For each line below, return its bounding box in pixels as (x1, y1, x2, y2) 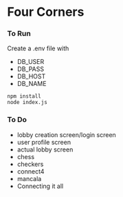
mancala (16, 174, 42, 183)
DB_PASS (16, 65, 45, 73)
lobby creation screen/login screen (16, 130, 117, 138)
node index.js (7, 99, 48, 106)
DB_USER (16, 58, 45, 66)
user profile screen (16, 138, 71, 146)
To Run (7, 29, 31, 39)
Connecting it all (16, 182, 64, 190)
